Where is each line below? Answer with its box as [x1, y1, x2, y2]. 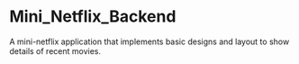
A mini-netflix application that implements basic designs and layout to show [9, 36, 290, 47]
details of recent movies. [9, 45, 102, 56]
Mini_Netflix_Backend [9, 6, 177, 27]
